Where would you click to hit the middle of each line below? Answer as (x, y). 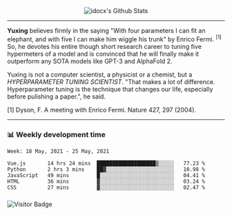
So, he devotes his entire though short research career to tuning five (105, 46)
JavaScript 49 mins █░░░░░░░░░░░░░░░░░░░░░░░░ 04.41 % (106, 175)
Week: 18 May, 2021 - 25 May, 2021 (58, 151)
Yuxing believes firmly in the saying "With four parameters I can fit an (106, 31)
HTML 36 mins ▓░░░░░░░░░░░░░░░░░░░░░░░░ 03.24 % (106, 181)
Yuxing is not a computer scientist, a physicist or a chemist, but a (100, 74)
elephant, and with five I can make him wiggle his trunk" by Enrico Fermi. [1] (115, 39)
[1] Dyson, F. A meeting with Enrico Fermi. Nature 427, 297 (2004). (102, 110)
